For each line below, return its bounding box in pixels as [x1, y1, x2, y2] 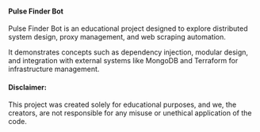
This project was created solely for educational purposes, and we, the [8, 100, 237, 110]
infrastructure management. [8, 64, 100, 74]
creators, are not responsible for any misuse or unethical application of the [8, 108, 252, 118]
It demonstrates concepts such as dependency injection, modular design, [8, 47, 248, 57]
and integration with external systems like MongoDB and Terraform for [8, 56, 239, 66]
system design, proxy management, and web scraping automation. [8, 32, 226, 42]
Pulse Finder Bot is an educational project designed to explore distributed [8, 24, 248, 33]
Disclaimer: [8, 82, 48, 92]
